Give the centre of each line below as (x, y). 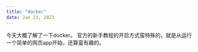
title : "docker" (26, 12)
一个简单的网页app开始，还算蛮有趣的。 (55, 42)
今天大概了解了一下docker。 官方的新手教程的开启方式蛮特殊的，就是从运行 (99, 35)
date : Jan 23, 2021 (30, 17)
